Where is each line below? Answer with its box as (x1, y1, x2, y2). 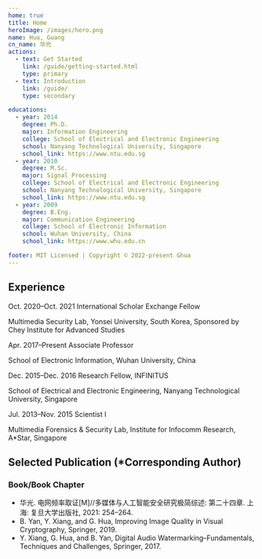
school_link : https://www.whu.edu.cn (22, 237, 146, 246)
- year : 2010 (15, 157, 58, 165)
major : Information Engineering (22, 128, 128, 136)
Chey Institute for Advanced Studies (8, 325, 126, 334)
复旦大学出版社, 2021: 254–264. (30, 508, 133, 517)
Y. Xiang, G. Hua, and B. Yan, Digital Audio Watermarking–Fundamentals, (19, 533, 255, 543)
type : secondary (22, 92, 76, 100)
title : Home (8, 19, 47, 27)
